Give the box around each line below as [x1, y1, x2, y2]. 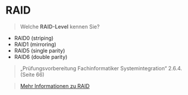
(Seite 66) [20, 71, 45, 78]
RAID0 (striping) [14, 34, 54, 41]
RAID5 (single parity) [14, 47, 66, 54]
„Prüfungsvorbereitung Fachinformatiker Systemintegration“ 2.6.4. [20, 64, 182, 71]
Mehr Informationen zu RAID [20, 82, 90, 89]
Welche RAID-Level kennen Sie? [20, 23, 100, 30]
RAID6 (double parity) [14, 53, 68, 60]
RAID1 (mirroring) [14, 41, 57, 48]
